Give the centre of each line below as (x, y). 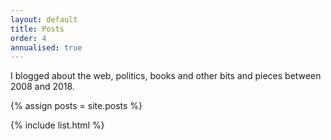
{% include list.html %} (57, 125)
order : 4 (28, 38)
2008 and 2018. (42, 87)
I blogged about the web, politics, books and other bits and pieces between (166, 76)
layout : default (44, 19)
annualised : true (46, 47)
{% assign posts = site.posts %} (76, 106)
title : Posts (37, 29)
